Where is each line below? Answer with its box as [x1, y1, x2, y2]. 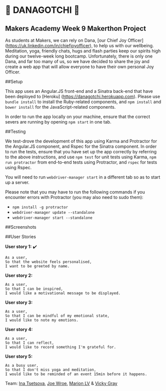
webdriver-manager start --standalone [12, 215, 93, 220]
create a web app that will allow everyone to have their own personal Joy [5, 64, 154, 69]
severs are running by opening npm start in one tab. [5, 119, 111, 125]
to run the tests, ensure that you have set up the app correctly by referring [5, 149, 157, 154]
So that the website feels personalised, [5, 260, 92, 264]
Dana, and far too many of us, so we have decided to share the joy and [5, 59, 150, 64]
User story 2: [5, 272, 33, 278]
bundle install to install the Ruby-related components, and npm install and [5, 99, 162, 105]
